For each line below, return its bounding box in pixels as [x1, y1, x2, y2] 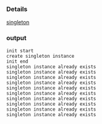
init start [6, 47, 34, 53]
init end [6, 58, 29, 64]
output [6, 34, 27, 43]
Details [6, 5, 28, 13]
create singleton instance [6, 53, 75, 59]
